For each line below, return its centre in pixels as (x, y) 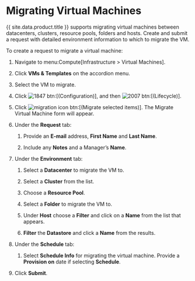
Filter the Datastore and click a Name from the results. (89, 233)
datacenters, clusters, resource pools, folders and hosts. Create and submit (97, 33)
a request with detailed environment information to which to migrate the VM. (98, 39)
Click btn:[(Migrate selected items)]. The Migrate (94, 107)
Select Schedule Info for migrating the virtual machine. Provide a (101, 255)
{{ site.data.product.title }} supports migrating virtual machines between (93, 27)
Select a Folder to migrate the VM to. (68, 204)
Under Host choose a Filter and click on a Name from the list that (102, 215)
